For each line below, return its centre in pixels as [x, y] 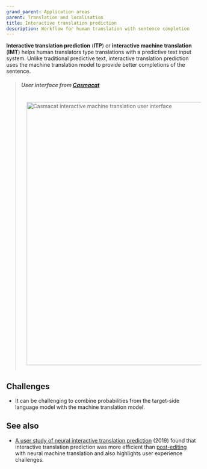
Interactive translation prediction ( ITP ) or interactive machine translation [99, 46]
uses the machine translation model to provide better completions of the [96, 65]
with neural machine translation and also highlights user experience [99, 453]
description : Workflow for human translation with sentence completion [98, 29]
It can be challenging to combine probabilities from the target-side [97, 401]
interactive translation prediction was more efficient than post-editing [101, 447]
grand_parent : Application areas [48, 12]
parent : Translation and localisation [55, 17]
